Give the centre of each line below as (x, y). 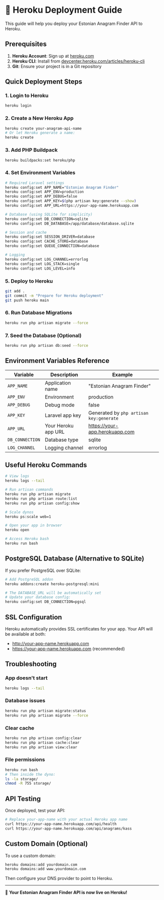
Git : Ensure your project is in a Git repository (57, 66)
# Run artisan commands (29, 490)
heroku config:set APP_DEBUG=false (41, 197)
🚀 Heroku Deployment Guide (64, 10)
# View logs (17, 476)
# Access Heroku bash (27, 539)
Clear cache (20, 728)
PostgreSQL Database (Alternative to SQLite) (75, 559)
